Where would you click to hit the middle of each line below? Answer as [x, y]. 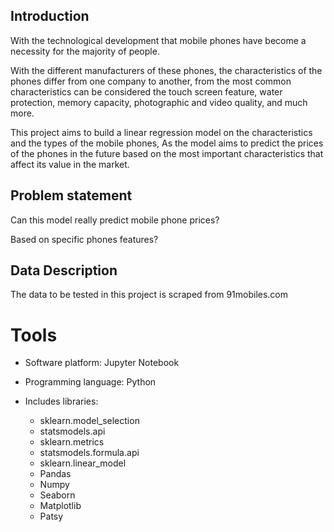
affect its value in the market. [70, 164]
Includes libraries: [61, 401]
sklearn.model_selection [89, 421]
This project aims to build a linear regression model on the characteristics [161, 132]
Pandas [55, 474]
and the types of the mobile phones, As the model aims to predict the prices [167, 143]
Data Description [64, 270]
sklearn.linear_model [83, 463]
